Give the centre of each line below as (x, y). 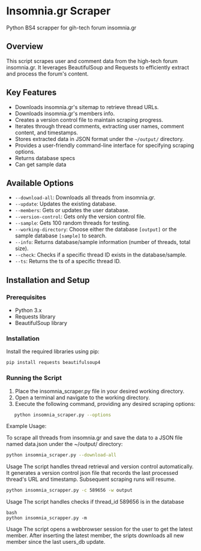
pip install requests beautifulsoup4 (53, 363)
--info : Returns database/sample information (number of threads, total (103, 242)
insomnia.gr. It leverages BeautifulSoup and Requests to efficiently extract (98, 67)
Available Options (40, 183)
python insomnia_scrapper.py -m (46, 518)
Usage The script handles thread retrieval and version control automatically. (100, 466)
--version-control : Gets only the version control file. (80, 216)
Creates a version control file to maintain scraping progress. (89, 120)
